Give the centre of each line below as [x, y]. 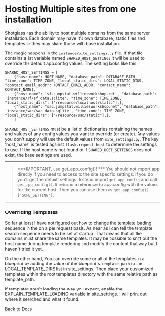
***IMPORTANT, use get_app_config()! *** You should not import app [88, 169]
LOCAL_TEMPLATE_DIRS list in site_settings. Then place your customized [79, 269]
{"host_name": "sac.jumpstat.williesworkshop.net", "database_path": [87, 106]
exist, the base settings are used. [39, 155]
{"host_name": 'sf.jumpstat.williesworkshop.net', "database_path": [85, 94]
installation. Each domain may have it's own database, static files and [75, 38]
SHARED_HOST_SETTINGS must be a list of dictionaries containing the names [79, 129]
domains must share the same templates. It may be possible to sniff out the [81, 238]
